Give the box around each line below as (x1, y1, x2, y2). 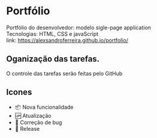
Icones (6, 87, 32, 97)
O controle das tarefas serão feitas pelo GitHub (6, 70, 123, 77)
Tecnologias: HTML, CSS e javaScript (6, 30, 99, 37)
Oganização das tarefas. (6, 54, 100, 64)
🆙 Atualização (14, 112, 52, 119)
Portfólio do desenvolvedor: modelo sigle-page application (6, 24, 152, 31)
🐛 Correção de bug (14, 118, 62, 126)
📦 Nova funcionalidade (14, 103, 74, 111)
